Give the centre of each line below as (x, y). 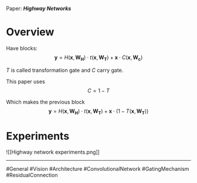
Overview (30, 32)
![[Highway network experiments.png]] (53, 152)
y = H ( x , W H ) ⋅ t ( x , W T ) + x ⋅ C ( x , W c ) (98, 58)
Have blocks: (22, 48)
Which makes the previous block (45, 102)
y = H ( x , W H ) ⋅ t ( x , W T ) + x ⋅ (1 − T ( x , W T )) (98, 112)
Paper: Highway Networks (39, 8)
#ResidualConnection (32, 175)
